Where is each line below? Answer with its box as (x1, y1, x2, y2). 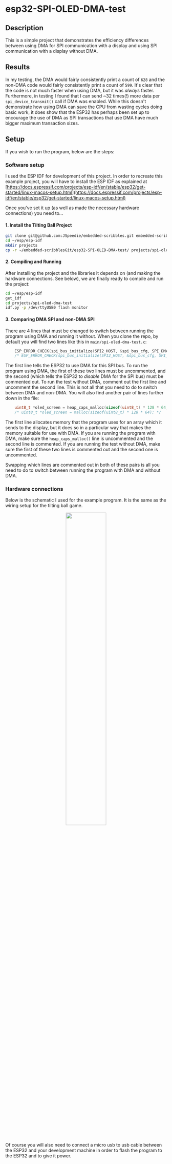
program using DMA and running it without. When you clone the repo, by (5, 333, 159, 339)
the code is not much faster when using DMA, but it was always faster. (5, 87, 155, 93)
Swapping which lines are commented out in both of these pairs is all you (5, 462, 160, 468)
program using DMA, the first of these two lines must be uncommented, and (5, 368, 166, 374)
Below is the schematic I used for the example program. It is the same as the (5, 497, 166, 503)
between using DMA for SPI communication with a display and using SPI (5, 43, 158, 49)
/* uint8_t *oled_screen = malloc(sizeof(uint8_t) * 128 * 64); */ (14, 410, 161, 415)
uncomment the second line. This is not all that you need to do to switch (5, 384, 157, 390)
